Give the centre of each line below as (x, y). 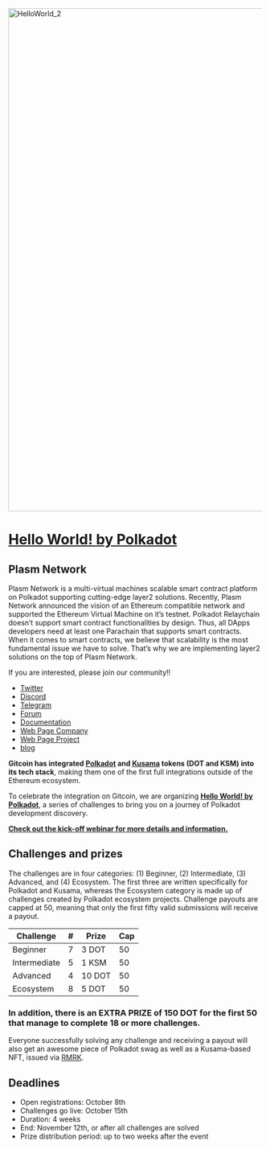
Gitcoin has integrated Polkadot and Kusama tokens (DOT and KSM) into (131, 763)
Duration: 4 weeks (50, 1119)
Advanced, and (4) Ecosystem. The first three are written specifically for (128, 882)
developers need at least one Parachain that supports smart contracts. (125, 631)
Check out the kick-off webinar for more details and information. (118, 829)
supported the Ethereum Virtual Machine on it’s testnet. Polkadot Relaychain (134, 614)
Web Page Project (50, 739)
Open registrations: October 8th (73, 1102)
